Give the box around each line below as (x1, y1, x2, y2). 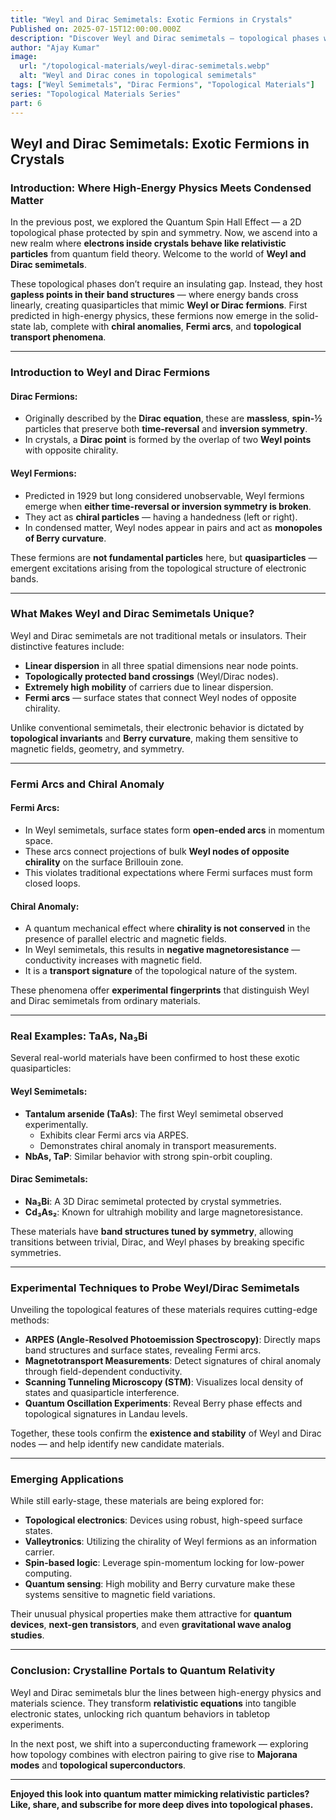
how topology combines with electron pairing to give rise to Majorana (10, 1748, 298, 1760)
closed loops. (24, 877, 81, 889)
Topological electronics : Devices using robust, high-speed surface (24, 1514, 303, 1526)
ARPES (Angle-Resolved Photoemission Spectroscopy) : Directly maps (24, 1334, 321, 1346)
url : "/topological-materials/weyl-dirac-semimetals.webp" (19, 61, 271, 71)
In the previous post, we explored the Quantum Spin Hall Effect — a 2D (10, 216, 302, 228)
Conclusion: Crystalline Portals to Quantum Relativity (10, 1664, 276, 1678)
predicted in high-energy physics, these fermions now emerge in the (10, 310, 293, 322)
